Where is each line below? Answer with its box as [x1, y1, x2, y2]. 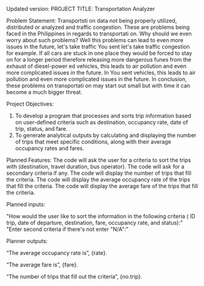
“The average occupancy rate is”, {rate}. [6, 249, 108, 256]
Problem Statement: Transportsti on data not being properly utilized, [6, 17, 177, 24]
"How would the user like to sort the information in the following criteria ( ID [6, 213, 196, 219]
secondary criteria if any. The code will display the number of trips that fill [6, 169, 192, 177]
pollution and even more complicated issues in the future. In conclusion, [6, 76, 187, 82]
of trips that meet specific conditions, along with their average [15, 138, 172, 145]
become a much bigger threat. [6, 89, 83, 95]
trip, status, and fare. [15, 125, 68, 132]
